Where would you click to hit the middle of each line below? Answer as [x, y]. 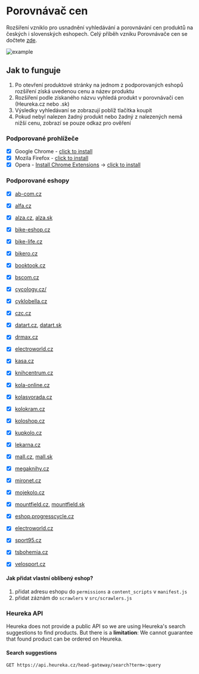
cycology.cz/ [30, 289]
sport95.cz [28, 540]
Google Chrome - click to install [54, 152]
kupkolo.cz [28, 432]
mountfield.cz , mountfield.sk [50, 505]
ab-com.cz [28, 194]
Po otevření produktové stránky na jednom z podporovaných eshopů [99, 85]
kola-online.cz [32, 385]
